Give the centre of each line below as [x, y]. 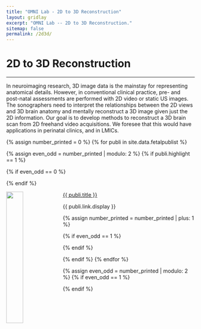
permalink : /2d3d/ [29, 34]
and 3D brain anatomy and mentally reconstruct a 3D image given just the [97, 111]
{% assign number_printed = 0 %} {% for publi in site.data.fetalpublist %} [97, 142]
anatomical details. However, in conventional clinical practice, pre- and [93, 92]
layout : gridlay [26, 17]
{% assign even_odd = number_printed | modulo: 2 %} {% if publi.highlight [98, 154]
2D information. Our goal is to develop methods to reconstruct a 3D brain [96, 118]
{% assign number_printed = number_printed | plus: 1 [128, 218]
